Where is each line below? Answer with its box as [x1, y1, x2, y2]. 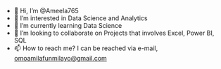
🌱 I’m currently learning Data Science [13, 22, 122, 29]
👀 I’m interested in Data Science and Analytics [13, 14, 148, 22]
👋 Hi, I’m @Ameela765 [13, 7, 79, 15]
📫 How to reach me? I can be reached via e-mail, [13, 44, 158, 52]
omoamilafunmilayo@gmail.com [13, 54, 107, 62]
